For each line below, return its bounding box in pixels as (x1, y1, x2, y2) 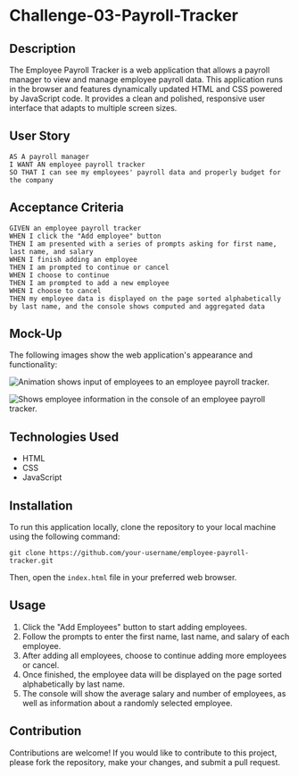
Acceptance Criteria (9, 200, 124, 215)
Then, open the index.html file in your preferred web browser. (9, 572, 237, 583)
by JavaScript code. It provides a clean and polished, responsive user (9, 93, 266, 104)
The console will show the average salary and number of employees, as (21, 687, 286, 698)
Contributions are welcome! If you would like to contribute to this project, (9, 747, 277, 758)
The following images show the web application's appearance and (9, 350, 253, 360)
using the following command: (9, 531, 120, 542)
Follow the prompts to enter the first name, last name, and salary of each (21, 631, 290, 642)
